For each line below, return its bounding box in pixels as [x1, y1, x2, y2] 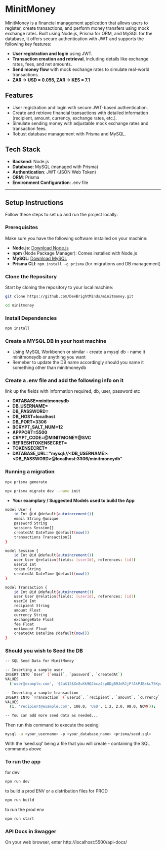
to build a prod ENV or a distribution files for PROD [5, 788, 108, 794]
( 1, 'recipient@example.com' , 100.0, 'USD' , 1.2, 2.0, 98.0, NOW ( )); [9, 704, 156, 709]
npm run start [5, 816, 35, 821]
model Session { [5, 548, 39, 553]
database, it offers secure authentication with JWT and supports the [5, 36, 144, 42]
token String [14, 567, 41, 572]
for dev [5, 770, 20, 776]
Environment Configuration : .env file [12, 180, 88, 185]
